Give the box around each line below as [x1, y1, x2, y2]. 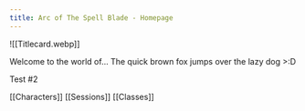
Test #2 [9, 74, 38, 85]
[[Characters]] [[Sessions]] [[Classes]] [9, 91, 155, 102]
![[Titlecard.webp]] [9, 38, 80, 49]
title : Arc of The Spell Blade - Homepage [9, 13, 174, 23]
